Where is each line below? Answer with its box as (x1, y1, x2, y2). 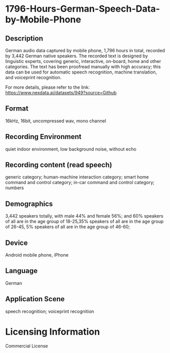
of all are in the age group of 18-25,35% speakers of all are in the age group (5, 219, 164, 225)
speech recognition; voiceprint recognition (5, 308, 94, 314)
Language (5, 267, 38, 275)
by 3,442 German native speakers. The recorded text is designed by (5, 53, 148, 59)
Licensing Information (5, 326, 100, 337)
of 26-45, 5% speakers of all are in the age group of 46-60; (5, 224, 130, 230)
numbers (5, 185, 24, 191)
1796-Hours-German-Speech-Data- (5, 3, 160, 15)
